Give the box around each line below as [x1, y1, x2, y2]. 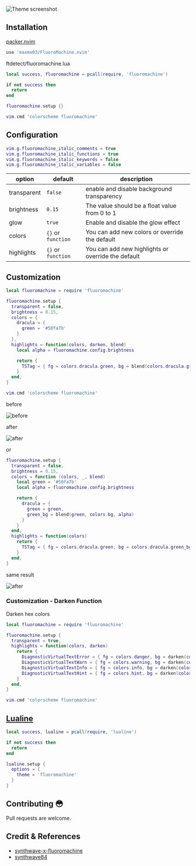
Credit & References [6, 831, 80, 841]
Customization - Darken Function [6, 597, 102, 605]
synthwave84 [14, 853, 48, 860]
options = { [11, 766, 41, 772]
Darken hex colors [6, 610, 50, 617]
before [6, 401, 22, 408]
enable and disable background [85, 185, 172, 193]
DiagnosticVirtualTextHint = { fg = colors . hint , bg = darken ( [21, 670, 179, 676]
